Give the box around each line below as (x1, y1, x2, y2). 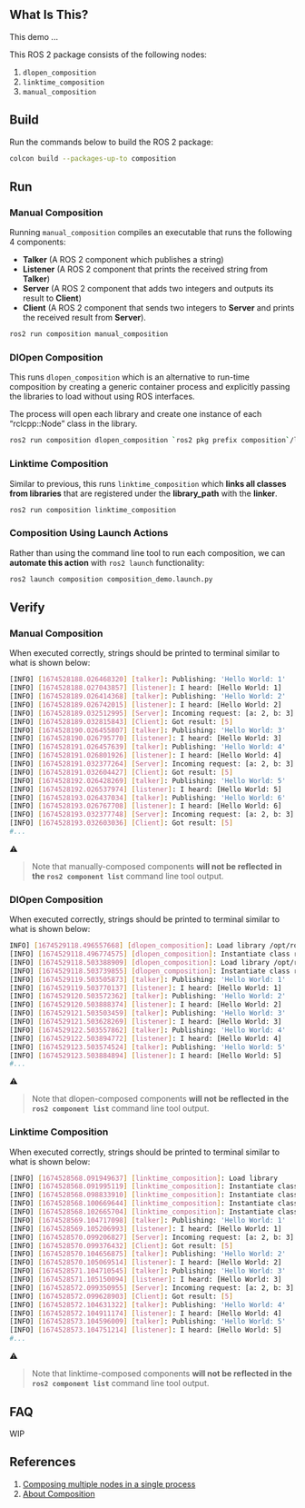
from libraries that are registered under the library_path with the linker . (9, 488, 279, 499)
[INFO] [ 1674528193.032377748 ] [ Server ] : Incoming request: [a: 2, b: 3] (9, 810, 295, 819)
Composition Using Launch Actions (9, 527, 169, 540)
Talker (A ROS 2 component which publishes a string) (22, 254, 224, 265)
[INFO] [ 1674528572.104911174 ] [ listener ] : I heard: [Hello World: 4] (9, 1308, 282, 1318)
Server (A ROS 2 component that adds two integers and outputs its (22, 283, 274, 294)
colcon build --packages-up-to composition (9, 154, 177, 163)
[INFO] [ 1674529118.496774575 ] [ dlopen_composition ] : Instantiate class (9, 949, 290, 959)
